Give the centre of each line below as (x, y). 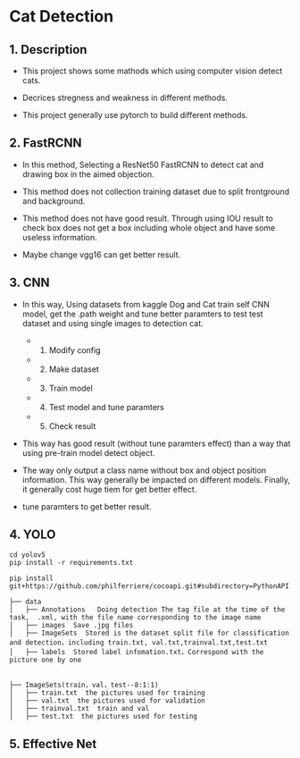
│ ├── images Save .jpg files (71, 626)
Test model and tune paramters (107, 407)
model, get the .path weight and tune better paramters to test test (142, 314)
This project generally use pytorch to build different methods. (135, 115)
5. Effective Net (53, 744)
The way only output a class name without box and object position (144, 470)
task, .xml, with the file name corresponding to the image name (135, 618)
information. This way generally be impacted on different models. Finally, (156, 479)
